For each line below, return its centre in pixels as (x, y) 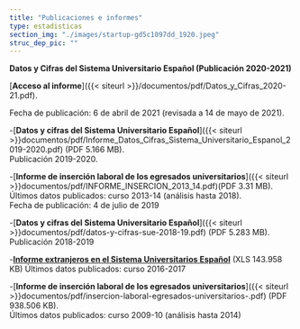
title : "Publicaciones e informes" (76, 18)
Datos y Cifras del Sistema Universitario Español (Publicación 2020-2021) (150, 69)
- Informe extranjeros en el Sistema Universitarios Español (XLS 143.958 (146, 260)
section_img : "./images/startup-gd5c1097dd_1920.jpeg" (114, 34)
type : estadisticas (46, 26)
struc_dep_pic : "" (44, 43)
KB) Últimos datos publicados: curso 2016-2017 (98, 269)
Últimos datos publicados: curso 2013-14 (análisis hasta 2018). (126, 196)
